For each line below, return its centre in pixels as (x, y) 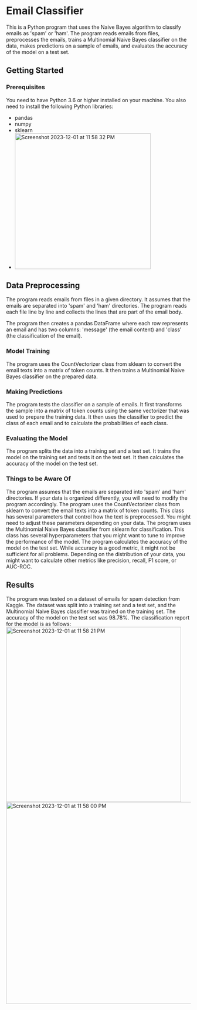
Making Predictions (34, 392)
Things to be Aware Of (39, 479)
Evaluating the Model (37, 438)
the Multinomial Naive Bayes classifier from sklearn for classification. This (95, 529)
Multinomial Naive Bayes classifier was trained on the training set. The (91, 611)
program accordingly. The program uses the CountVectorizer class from (93, 504)
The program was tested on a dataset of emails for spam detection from (93, 599)
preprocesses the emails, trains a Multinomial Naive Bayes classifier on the (96, 39)
